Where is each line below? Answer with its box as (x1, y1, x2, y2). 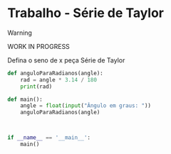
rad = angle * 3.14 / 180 (20, 76, 98, 83)
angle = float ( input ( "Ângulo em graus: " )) (20, 102, 152, 109)
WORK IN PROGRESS (7, 42, 70, 50)
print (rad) (20, 83, 53, 90)
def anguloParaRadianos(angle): (7, 70, 103, 77)
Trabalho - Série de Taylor (7, 5, 165, 21)
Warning (7, 28, 32, 37)
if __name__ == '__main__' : (7, 134, 91, 141)
